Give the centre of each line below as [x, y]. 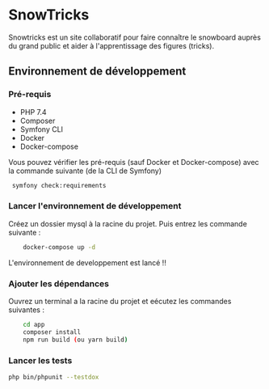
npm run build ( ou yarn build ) [76, 340]
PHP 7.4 [33, 112]
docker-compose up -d [59, 247]
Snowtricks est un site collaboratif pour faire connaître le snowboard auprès [134, 37]
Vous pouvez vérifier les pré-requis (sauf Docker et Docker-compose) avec [134, 162]
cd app [34, 324]
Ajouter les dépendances [59, 283]
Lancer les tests [40, 360]
